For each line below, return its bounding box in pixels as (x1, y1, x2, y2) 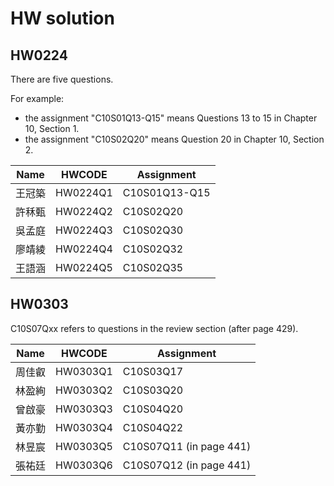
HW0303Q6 (55, 458, 113, 472)
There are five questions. (10, 73, 114, 85)
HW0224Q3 (55, 223, 113, 237)
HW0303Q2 (55, 383, 113, 397)
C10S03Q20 (122, 383, 184, 397)
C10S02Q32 (122, 242, 184, 256)
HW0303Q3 (55, 402, 113, 416)
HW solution (10, 7, 115, 30)
